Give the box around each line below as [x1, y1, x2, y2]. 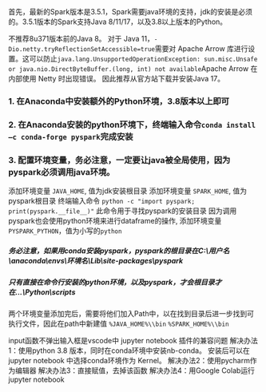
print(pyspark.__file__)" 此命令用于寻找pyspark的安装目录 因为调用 [8, 206, 237, 216]
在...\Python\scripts [8, 287, 76, 297]
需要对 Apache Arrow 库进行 [154, 44, 248, 53]
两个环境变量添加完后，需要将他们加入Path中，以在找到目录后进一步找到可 [8, 309, 254, 319]
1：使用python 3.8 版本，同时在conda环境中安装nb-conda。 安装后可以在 [8, 346, 250, 355]
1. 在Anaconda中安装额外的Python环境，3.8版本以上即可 [8, 95, 230, 106]
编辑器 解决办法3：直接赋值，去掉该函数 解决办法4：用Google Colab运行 [14, 366, 256, 375]
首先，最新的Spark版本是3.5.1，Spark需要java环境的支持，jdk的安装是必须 [8, 7, 253, 16]
